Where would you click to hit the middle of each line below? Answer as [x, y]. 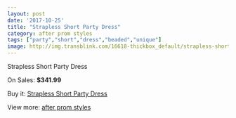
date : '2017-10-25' [36, 20]
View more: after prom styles [49, 107]
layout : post [26, 14]
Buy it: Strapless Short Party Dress [57, 93]
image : [17, 46]
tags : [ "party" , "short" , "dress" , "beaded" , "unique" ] [84, 40]
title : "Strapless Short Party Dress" [64, 27]
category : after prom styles [50, 33]
